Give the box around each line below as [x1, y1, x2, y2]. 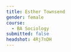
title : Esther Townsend [6, 8, 66, 15]
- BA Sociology [11, 25, 50, 32]
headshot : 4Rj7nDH [6, 36, 52, 42]
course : [6, 20, 26, 26]
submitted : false [6, 31, 50, 37]
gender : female [6, 14, 44, 20]
